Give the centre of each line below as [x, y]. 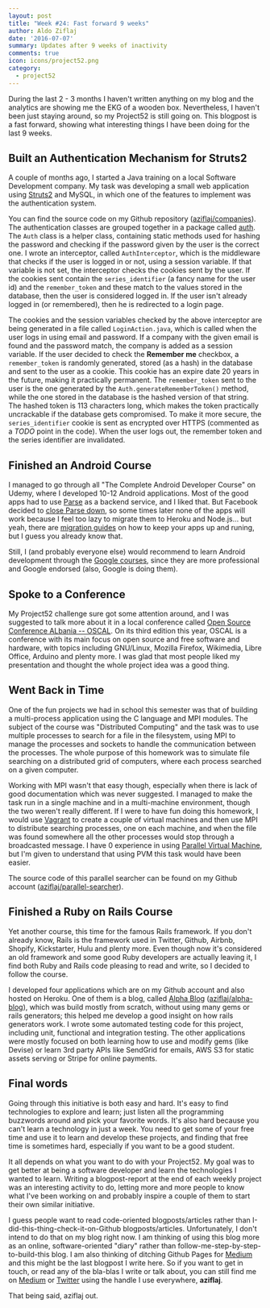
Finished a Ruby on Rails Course [91, 912]
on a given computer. [44, 770]
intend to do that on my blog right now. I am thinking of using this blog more [134, 1237]
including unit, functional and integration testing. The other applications [127, 1032]
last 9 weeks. [30, 133]
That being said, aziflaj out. [53, 1295]
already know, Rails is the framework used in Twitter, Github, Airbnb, [122, 940]
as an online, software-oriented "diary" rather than [92, 1245]
